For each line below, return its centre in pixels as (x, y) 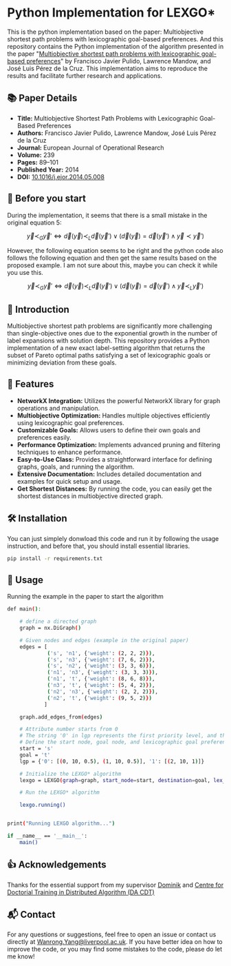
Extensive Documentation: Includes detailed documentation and (109, 474)
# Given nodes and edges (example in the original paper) (104, 640)
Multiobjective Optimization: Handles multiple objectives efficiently (113, 415)
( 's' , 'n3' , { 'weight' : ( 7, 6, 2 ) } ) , (101, 659)
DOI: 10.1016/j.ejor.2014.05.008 (61, 176)
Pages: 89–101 (38, 162)
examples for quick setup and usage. (69, 481)
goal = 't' (35, 755)
